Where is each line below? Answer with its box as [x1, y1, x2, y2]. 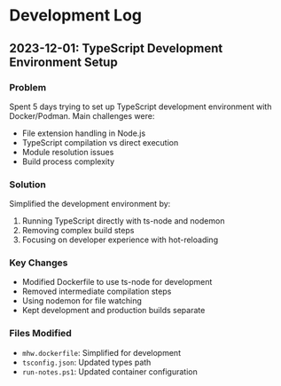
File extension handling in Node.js [21, 128, 146, 138]
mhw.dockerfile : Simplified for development [21, 347, 182, 358]
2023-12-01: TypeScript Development [9, 41, 223, 56]
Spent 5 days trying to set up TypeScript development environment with [9, 101, 272, 112]
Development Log [9, 5, 143, 26]
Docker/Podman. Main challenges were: [9, 110, 155, 121]
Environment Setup [9, 54, 118, 69]
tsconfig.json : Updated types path [21, 357, 152, 367]
